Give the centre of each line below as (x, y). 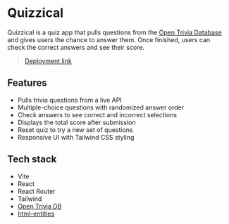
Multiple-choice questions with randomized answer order (101, 107)
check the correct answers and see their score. (76, 47)
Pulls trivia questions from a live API (69, 100)
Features (27, 83)
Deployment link (48, 60)
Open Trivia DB (39, 206)
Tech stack (32, 159)
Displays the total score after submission (76, 122)
